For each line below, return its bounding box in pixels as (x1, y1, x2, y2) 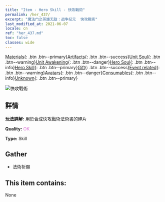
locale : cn (5, 26, 28, 31)
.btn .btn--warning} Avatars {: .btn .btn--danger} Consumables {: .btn (5, 70, 143, 76)
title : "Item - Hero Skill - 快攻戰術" (5, 7, 85, 13)
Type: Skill (5, 135, 27, 141)
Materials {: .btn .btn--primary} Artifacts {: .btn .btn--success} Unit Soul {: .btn (5, 54, 161, 60)
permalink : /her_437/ (5, 12, 50, 17)
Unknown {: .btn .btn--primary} (14, 75, 78, 81)
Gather (5, 150, 27, 158)
